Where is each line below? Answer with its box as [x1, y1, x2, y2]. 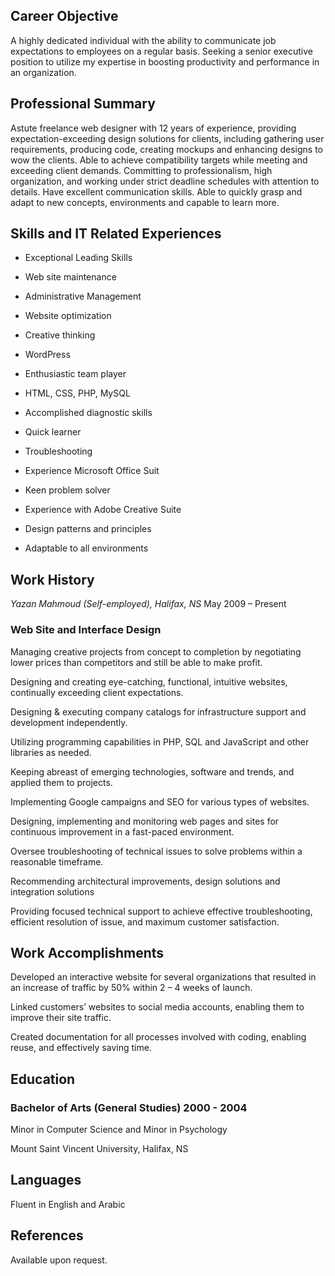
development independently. [10, 716, 128, 728]
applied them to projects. [10, 776, 113, 788]
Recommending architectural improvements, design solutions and [10, 875, 281, 887]
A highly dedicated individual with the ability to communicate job [10, 34, 277, 46]
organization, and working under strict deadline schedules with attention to [10, 175, 320, 187]
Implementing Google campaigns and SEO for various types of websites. [10, 795, 310, 808]
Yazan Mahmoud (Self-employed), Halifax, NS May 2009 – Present [10, 598, 287, 610]
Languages [10, 1172, 82, 1189]
